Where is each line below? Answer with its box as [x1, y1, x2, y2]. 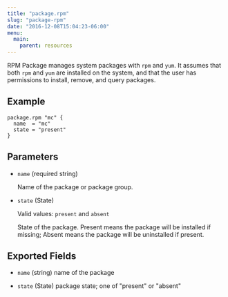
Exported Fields [7, 250, 77, 262]
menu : [7, 29, 23, 37]
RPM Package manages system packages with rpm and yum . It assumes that [7, 61, 222, 69]
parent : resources [19, 42, 73, 49]
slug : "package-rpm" [7, 17, 67, 23]
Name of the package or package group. [17, 182, 133, 191]
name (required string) [17, 169, 78, 178]
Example [7, 96, 46, 108]
